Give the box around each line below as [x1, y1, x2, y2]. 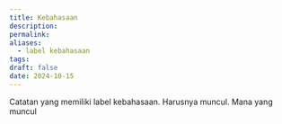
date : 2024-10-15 [9, 72, 75, 81]
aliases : [9, 38, 42, 48]
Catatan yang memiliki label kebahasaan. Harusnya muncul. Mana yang [9, 96, 273, 107]
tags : [9, 55, 30, 64]
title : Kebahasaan [9, 13, 78, 22]
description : [9, 22, 58, 31]
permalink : [9, 30, 50, 39]
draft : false [9, 64, 58, 73]
